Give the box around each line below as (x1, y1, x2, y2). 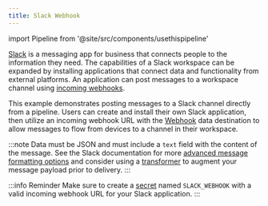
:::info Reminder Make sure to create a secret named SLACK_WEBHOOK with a (8, 180, 252, 190)
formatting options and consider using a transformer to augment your (8, 156, 238, 166)
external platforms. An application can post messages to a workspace (8, 74, 238, 84)
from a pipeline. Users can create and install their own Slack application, (8, 107, 246, 117)
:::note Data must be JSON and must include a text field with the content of (8, 139, 258, 149)
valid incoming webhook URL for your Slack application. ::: (8, 188, 201, 198)
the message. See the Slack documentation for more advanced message (8, 148, 248, 157)
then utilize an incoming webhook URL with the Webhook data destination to (8, 115, 260, 125)
